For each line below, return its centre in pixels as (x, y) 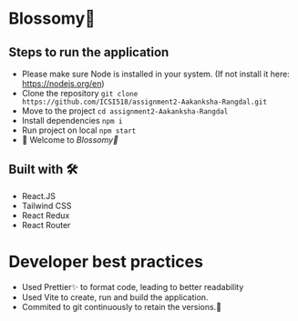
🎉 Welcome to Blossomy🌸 (70, 140)
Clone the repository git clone (80, 93)
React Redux (46, 215)
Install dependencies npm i (72, 120)
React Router (46, 225)
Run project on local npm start (79, 130)
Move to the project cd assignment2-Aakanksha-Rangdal (125, 111)
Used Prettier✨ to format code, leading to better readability (133, 286)
